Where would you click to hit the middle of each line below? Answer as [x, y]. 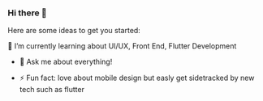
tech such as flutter [52, 90]
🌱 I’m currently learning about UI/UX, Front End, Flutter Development [122, 46]
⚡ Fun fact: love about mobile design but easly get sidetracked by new [137, 78]
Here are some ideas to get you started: [74, 31]
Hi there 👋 [28, 13]
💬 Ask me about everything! [66, 62]
